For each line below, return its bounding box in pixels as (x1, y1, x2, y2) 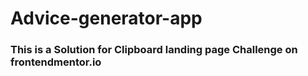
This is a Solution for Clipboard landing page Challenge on (10, 43, 298, 57)
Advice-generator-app (10, 7, 203, 30)
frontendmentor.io (10, 55, 102, 69)
